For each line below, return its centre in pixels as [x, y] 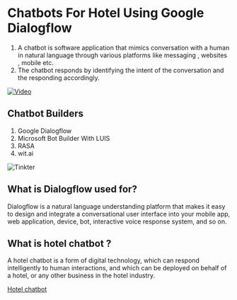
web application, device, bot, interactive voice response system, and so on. [117, 221]
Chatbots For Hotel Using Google [106, 13]
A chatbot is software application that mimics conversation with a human [123, 47]
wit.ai [25, 153]
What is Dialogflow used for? [73, 189]
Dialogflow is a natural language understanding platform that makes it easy [116, 206]
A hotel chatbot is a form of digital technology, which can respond [104, 260]
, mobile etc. [36, 62]
